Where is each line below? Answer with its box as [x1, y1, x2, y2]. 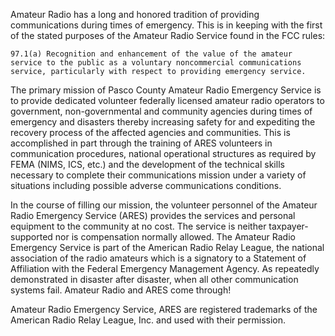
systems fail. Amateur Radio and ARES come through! [10, 284, 232, 296]
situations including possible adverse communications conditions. [10, 180, 282, 191]
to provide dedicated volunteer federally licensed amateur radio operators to [10, 95, 325, 106]
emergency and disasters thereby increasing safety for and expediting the [10, 116, 316, 128]
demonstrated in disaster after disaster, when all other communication [10, 274, 299, 285]
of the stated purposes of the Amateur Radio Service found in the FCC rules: [10, 30, 326, 41]
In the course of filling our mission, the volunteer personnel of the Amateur [10, 199, 318, 211]
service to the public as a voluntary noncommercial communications [10, 58, 302, 68]
